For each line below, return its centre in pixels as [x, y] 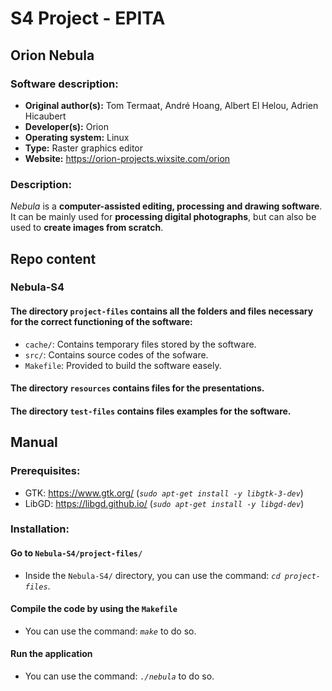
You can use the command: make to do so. [110, 631]
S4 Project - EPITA [88, 18]
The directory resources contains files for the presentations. [137, 388]
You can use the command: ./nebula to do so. [119, 676]
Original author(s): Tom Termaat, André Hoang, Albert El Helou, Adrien [171, 105]
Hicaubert [45, 116]
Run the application [51, 654]
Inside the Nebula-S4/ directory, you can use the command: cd [152, 575]
